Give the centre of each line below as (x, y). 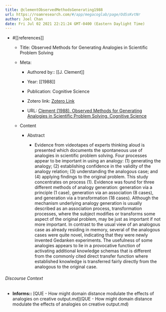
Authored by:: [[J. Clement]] (56, 72)
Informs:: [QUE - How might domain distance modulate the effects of (83, 294)
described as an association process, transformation (88, 209)
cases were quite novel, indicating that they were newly (91, 235)
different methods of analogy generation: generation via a (93, 187)
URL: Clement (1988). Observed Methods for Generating (84, 111)
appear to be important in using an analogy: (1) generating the (98, 161)
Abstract (36, 136)
